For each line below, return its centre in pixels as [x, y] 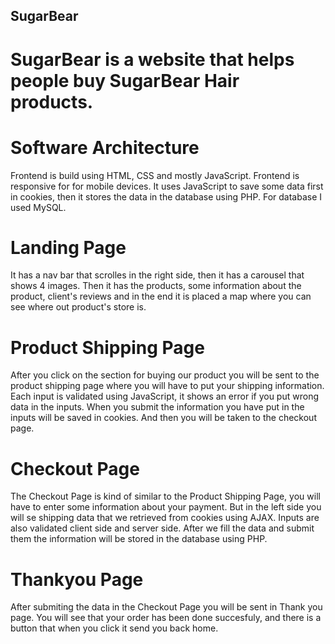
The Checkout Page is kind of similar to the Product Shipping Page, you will [165, 496]
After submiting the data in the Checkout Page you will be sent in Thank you [166, 607]
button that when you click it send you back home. [114, 628]
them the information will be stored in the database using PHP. [139, 539]
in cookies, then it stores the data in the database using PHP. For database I [166, 196]
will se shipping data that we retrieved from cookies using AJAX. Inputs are [165, 518]
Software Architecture [105, 147]
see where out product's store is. [78, 307]
